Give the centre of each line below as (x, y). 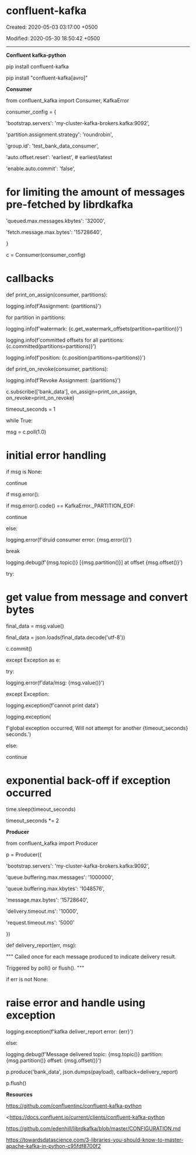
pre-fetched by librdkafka (70, 204)
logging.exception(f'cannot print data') (52, 705)
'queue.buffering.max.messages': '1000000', (60, 877)
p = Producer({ (24, 854)
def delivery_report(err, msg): (41, 945)
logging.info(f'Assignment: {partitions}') (54, 306)
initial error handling (56, 455)
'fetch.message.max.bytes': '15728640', (54, 232)
